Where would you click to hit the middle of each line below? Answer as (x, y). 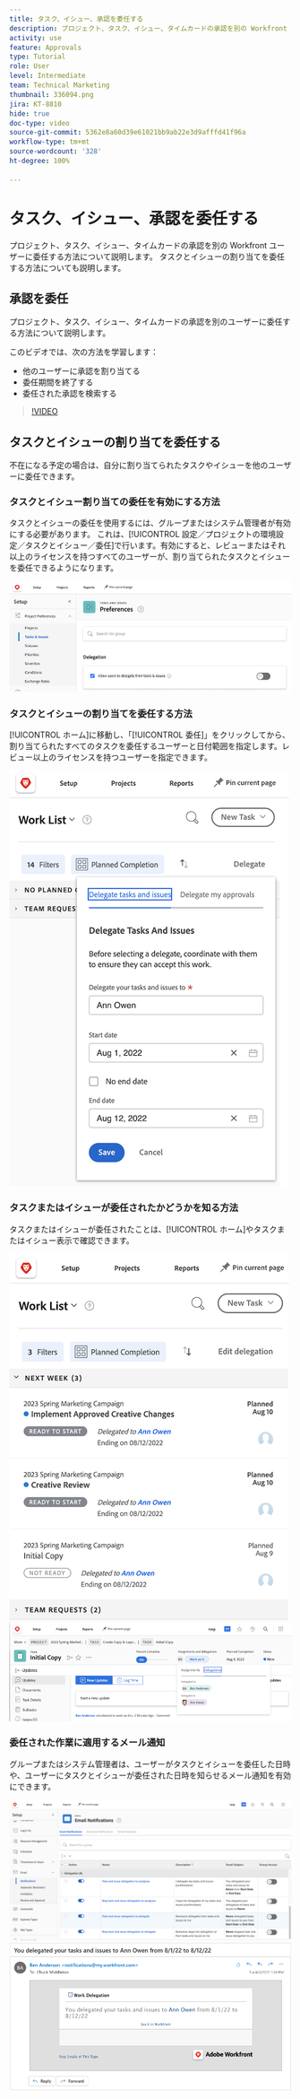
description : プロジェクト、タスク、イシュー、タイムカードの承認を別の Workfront (148, 28)
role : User (30, 66)
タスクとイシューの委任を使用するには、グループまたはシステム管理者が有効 (150, 523)
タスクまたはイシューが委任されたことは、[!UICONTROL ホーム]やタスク (143, 1229)
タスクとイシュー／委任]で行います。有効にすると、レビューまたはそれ (155, 545)
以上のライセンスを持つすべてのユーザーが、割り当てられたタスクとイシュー (150, 557)
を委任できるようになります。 (64, 568)
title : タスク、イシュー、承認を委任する (77, 19)
